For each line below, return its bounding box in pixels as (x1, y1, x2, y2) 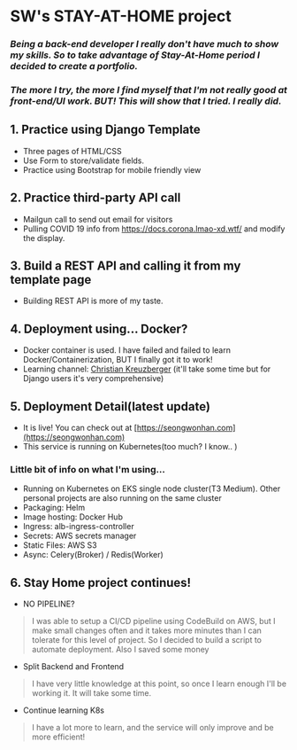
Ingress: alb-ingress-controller (22, 521, 135, 532)
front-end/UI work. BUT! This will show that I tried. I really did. (10, 95, 282, 107)
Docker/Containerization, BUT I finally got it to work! (22, 355, 213, 365)
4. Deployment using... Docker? (10, 321, 188, 336)
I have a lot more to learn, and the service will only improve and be (31, 723, 275, 733)
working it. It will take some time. (31, 688, 152, 699)
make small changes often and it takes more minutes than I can (31, 625, 262, 636)
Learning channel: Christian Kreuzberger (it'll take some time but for (22, 363, 271, 374)
